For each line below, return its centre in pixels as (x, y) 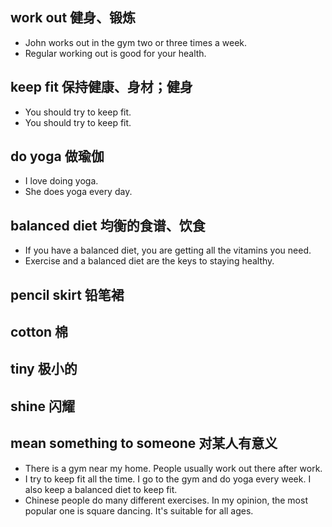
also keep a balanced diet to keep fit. (101, 489)
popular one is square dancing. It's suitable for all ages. (139, 510)
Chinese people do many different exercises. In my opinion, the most (166, 500)
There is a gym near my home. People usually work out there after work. (173, 468)
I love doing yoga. (61, 181)
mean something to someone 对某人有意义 (144, 443)
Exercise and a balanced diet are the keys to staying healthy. (149, 261)
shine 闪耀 (43, 406)
